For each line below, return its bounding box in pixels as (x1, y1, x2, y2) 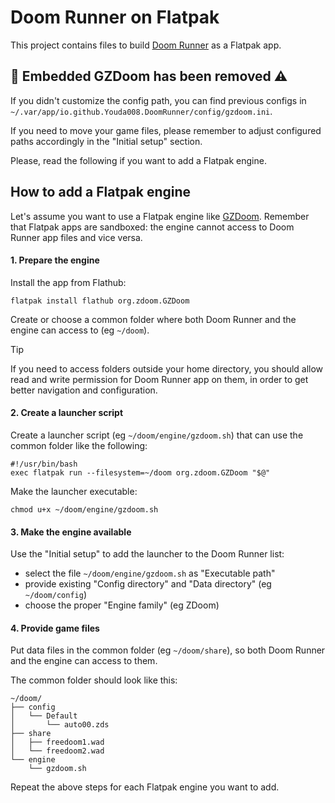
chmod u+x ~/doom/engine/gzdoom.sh (10, 504, 159, 515)
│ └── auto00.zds (10, 720, 110, 730)
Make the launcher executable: (10, 485, 138, 497)
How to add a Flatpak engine (10, 184, 192, 201)
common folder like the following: (10, 439, 148, 451)
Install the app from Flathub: (10, 276, 127, 288)
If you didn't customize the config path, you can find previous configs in (10, 94, 307, 106)
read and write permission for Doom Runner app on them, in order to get (10, 373, 309, 385)
